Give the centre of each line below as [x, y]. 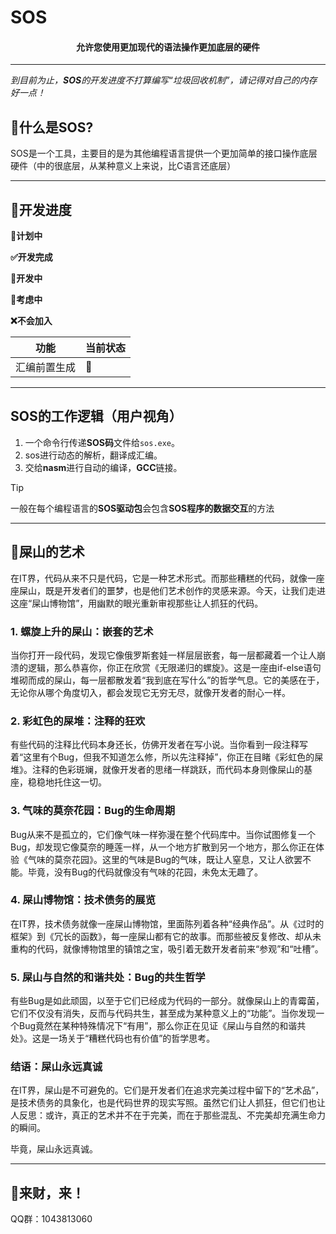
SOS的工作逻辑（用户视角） [96, 416]
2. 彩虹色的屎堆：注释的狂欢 [78, 721]
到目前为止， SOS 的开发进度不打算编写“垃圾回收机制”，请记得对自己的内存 [164, 80]
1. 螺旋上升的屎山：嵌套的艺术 [82, 631]
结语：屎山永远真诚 [56, 1067]
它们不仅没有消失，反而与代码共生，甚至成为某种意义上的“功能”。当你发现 [163, 1013]
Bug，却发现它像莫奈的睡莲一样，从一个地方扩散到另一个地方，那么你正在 [163, 847]
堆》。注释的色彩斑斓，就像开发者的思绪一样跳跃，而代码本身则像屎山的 [157, 770]
